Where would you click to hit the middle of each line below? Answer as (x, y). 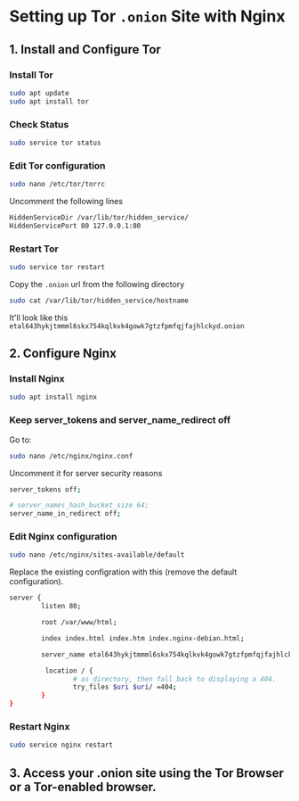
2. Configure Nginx (63, 354)
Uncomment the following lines (66, 201)
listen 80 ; (61, 607)
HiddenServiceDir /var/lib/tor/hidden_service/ (99, 217)
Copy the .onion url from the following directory (97, 284)
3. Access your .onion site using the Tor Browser (147, 773)
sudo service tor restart (57, 268)
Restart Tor (34, 249)
